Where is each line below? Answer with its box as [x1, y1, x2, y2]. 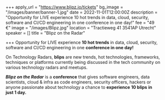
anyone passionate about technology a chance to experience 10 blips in [5, 84, 153, 90]
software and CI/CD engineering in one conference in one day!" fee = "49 [5, 20, 155, 25]
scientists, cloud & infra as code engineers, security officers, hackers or [5, 79, 151, 85]
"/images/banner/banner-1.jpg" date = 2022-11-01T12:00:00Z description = [5, 9, 158, 15]
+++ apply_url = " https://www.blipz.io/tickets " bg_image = [5, 4, 123, 10]
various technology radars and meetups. [5, 64, 88, 70]
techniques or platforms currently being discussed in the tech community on [5, 60, 161, 65]
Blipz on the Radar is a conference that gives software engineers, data [5, 74, 150, 80]
